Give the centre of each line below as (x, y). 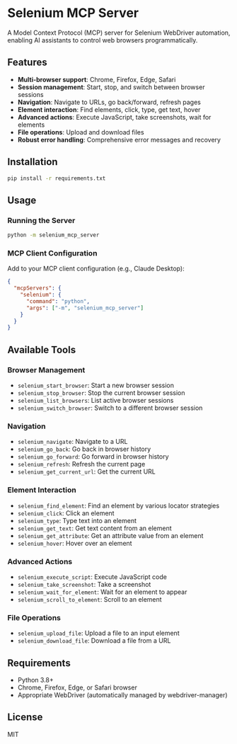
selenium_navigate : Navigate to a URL (73, 442)
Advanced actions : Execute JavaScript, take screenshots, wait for (114, 117)
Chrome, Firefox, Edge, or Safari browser (77, 687)
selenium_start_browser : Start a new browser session (96, 385)
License (25, 717)
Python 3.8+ (36, 680)
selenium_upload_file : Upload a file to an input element (98, 633)
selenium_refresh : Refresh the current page (81, 464)
